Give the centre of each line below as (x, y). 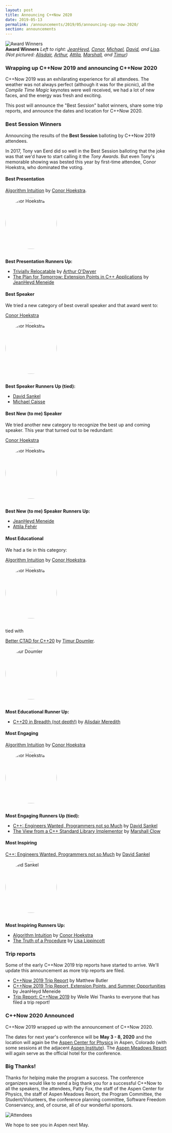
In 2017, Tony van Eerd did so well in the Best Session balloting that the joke (85, 151)
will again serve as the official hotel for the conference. (63, 1053)
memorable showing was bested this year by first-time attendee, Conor (81, 162)
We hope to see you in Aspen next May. (47, 1125)
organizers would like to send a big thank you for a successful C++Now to (84, 1083)
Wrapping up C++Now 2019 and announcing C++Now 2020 (81, 68)
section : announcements (31, 29)
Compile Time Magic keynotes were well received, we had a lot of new (80, 90)
